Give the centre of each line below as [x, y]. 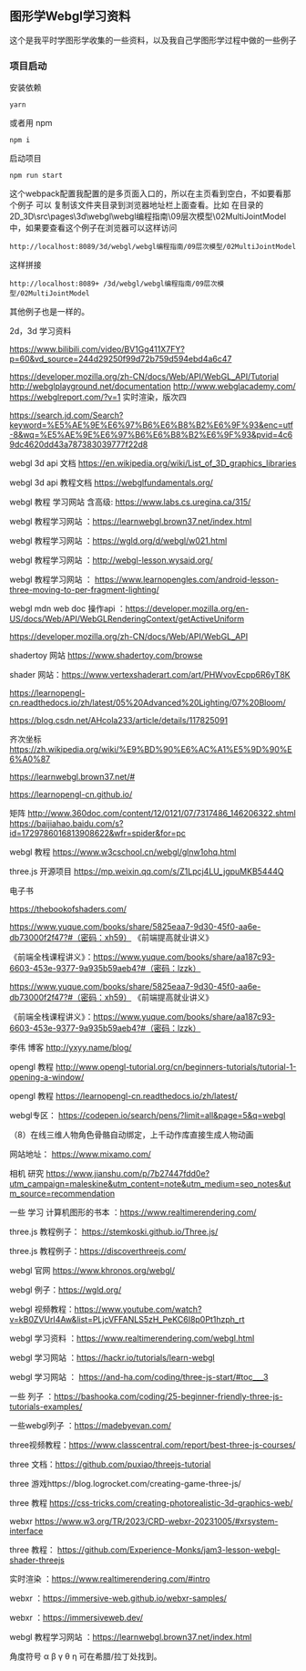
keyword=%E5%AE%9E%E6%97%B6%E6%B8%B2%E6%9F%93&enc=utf [152, 425]
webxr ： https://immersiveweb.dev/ [76, 1618]
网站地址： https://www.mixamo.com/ [81, 1154]
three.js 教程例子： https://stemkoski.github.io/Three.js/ [114, 1232]
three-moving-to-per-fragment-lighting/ [84, 590]
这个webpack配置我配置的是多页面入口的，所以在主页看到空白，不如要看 [147, 193]
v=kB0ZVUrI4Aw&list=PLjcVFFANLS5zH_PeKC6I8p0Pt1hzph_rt [127, 1320]
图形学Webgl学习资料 [70, 16]
